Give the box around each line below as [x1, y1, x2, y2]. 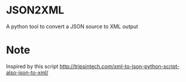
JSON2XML [6, 4, 65, 17]
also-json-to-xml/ [6, 69, 49, 76]
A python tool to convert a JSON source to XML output [6, 23, 138, 30]
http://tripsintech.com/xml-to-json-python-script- [59, 63, 180, 70]
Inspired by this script [6, 63, 59, 70]
